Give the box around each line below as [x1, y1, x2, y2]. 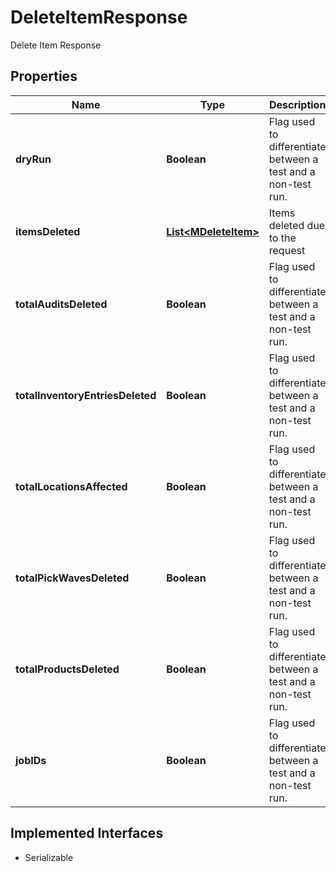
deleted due [268, 218, 326, 232]
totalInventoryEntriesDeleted [15, 388, 157, 402]
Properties [10, 68, 78, 85]
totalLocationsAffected [15, 479, 128, 493]
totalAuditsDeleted [15, 297, 108, 311]
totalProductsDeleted [15, 662, 120, 676]
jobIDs [15, 753, 47, 767]
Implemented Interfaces [10, 825, 164, 842]
